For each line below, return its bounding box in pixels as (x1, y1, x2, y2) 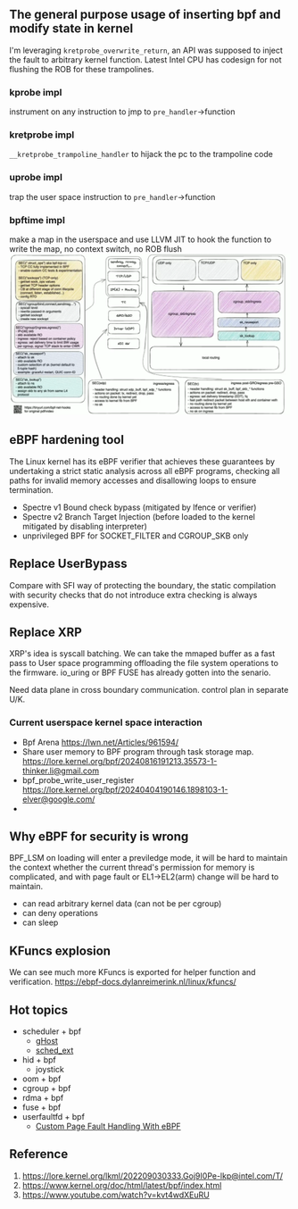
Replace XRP (9, 624, 82, 639)
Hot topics (9, 1002, 69, 1017)
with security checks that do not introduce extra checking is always (9, 589, 258, 600)
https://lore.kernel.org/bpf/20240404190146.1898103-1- (21, 784, 228, 795)
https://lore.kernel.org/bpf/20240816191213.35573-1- (21, 755, 218, 766)
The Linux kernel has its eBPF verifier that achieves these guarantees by (9, 455, 275, 467)
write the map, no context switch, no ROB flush (9, 244, 183, 254)
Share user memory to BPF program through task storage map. (21, 746, 254, 757)
